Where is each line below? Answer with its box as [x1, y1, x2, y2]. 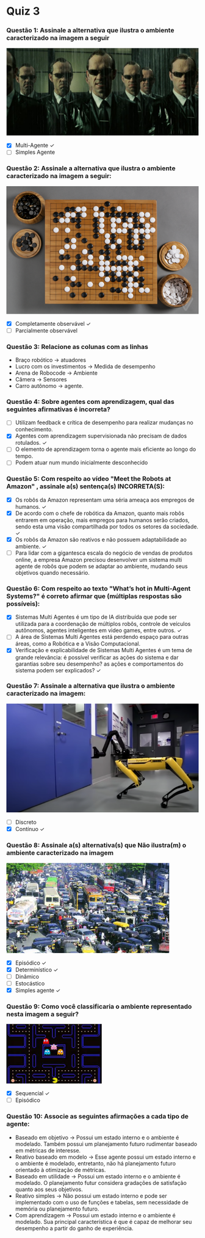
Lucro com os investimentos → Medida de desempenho [15, 362, 156, 370]
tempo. [15, 453, 34, 460]
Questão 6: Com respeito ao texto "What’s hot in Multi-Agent [6, 584, 191, 592]
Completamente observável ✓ [15, 320, 92, 327]
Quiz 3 [6, 4, 40, 18]
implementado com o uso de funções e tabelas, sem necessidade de [15, 1198, 189, 1206]
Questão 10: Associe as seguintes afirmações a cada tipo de [6, 1112, 189, 1121]
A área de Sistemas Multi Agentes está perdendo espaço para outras [15, 633, 189, 641]
